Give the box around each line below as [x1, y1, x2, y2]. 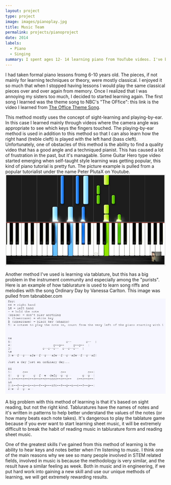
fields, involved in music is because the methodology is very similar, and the [5, 458, 165, 464]
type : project [5, 13, 36, 19]
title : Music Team [5, 25, 44, 30]
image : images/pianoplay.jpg [5, 19, 67, 24]
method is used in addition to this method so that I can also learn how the [5, 130, 159, 137]
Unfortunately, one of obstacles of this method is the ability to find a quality [5, 141, 164, 147]
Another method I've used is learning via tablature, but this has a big [5, 271, 149, 277]
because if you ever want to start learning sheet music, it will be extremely [5, 421, 161, 427]
